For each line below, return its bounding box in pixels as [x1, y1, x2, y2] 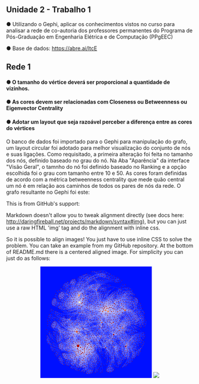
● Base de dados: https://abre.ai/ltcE [6, 45, 97, 52]
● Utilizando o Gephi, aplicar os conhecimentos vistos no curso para [6, 20, 175, 27]
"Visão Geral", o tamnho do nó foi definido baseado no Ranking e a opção [6, 163, 187, 170]
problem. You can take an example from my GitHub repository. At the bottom [6, 242, 194, 249]
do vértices [6, 124, 35, 131]
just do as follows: [6, 254, 50, 262]
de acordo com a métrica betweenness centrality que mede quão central [6, 175, 185, 183]
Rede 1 [6, 62, 31, 72]
